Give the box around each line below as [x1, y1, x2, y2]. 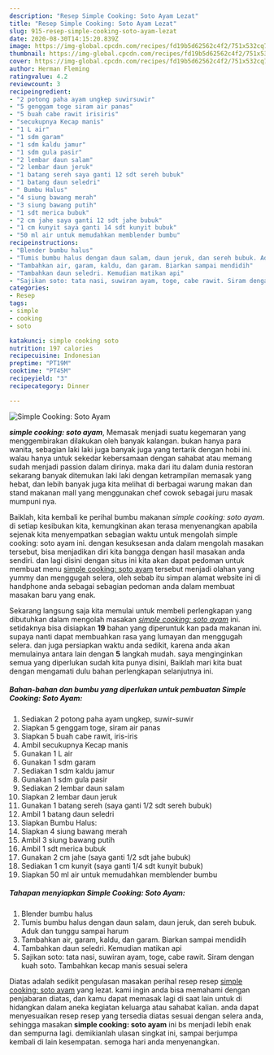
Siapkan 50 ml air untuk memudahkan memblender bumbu [20, 870, 218, 879]
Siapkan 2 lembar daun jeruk [20, 791, 118, 801]
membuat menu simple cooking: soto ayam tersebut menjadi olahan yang [9, 564, 254, 573]
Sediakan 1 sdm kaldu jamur [20, 765, 115, 775]
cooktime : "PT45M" [9, 367, 72, 375]
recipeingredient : [9, 87, 72, 96]
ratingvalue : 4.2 [9, 72, 68, 81]
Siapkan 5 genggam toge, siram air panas [20, 722, 161, 732]
